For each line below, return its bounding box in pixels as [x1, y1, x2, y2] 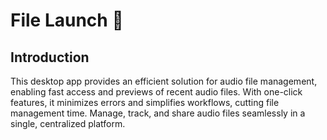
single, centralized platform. [10, 118, 126, 129]
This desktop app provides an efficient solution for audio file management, [10, 75, 318, 87]
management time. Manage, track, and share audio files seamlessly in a [10, 107, 306, 119]
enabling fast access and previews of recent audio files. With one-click [10, 86, 303, 98]
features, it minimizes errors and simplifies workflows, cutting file [10, 97, 280, 108]
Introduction [10, 49, 90, 66]
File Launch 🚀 [10, 9, 124, 32]
